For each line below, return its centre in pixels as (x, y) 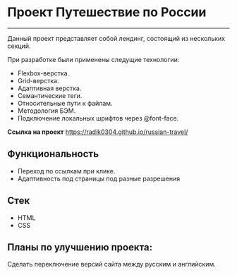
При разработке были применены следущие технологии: (93, 59)
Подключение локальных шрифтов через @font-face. (98, 118)
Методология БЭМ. (47, 111)
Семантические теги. (50, 95)
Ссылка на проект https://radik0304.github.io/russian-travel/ (98, 132)
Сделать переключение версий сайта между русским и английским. (112, 264)
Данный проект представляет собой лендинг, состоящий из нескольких (116, 38)
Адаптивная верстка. (49, 88)
